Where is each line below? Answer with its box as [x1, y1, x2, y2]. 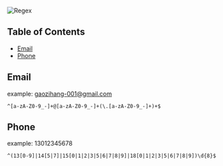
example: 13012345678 [7, 139, 73, 148]
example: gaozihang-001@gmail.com [7, 89, 112, 98]
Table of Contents [7, 26, 86, 38]
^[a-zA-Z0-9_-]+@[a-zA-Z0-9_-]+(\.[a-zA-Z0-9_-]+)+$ [7, 102, 161, 109]
